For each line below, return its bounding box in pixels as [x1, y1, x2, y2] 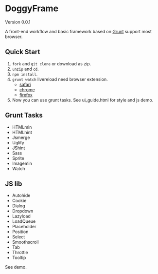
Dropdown [12, 208, 34, 214]
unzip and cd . [12, 66, 39, 72]
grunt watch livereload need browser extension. [12, 76, 108, 82]
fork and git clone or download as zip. [12, 60, 91, 66]
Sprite [12, 155, 24, 161]
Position [12, 229, 29, 235]
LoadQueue [12, 218, 36, 224]
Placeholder [12, 224, 36, 230]
